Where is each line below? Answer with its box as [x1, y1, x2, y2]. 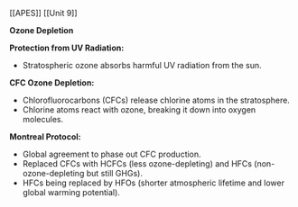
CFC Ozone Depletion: [9, 77, 95, 88]
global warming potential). [22, 187, 120, 197]
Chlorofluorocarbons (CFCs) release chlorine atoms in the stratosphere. [22, 94, 291, 105]
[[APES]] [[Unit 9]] [9, 8, 79, 18]
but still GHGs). [86, 168, 143, 178]
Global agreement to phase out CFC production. [22, 148, 201, 159]
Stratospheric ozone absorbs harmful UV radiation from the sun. [22, 60, 262, 70]
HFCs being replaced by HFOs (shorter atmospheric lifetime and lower [22, 177, 285, 188]
